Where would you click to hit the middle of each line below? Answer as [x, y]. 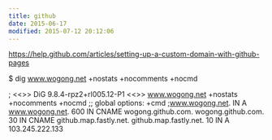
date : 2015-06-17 [38, 24]
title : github [32, 16]
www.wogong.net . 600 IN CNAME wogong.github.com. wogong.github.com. [136, 112]
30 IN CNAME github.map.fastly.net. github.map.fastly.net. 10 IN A [119, 120]
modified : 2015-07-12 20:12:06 [61, 31]
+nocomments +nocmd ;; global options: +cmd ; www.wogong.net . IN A [128, 103]
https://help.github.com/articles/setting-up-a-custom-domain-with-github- [134, 55]
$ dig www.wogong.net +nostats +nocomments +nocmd [103, 79]
